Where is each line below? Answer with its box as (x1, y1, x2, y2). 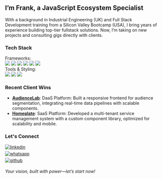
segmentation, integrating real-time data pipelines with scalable (12, 100, 140, 106)
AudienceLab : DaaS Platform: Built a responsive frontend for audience (12, 95, 154, 101)
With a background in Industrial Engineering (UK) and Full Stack (5, 16, 132, 22)
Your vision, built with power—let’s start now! (5, 168, 96, 174)
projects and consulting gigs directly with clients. (5, 32, 103, 38)
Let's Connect (5, 133, 39, 140)
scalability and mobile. (12, 121, 57, 127)
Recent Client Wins (5, 84, 51, 91)
